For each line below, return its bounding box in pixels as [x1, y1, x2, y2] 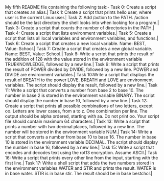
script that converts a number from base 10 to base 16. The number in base [5, 134, 157, 140]
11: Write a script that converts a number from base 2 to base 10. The [5, 88, 144, 93]
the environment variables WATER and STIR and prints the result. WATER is [5, 165, 156, 171]
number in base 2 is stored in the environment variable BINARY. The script [5, 92, 155, 98]
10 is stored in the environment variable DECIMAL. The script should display [5, 139, 158, 145]
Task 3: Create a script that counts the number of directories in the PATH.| [5, 25, 155, 31]
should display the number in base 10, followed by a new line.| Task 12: [5, 98, 148, 103]
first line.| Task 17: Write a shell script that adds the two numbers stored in [5, 160, 154, 166]
